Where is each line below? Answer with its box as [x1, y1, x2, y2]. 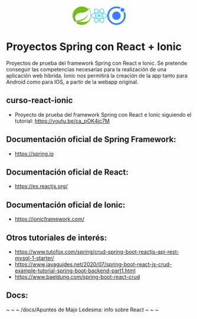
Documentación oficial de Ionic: [6, 200, 126, 210]
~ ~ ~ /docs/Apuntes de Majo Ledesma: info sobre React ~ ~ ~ [6, 306, 159, 313]
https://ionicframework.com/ [14, 216, 84, 223]
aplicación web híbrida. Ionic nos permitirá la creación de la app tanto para [6, 72, 188, 79]
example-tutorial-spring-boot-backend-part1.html [14, 267, 136, 274]
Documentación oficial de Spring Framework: [6, 134, 176, 144]
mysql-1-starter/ [14, 255, 54, 261]
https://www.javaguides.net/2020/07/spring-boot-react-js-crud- [14, 261, 172, 268]
